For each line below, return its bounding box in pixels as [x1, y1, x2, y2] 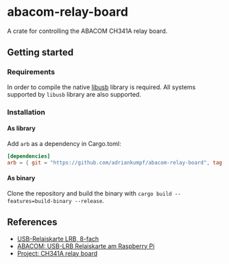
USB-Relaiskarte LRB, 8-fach [16, 235, 99, 243]
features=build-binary [7, 197, 72, 204]
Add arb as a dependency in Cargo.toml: [7, 139, 121, 147]
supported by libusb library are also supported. [7, 90, 142, 98]
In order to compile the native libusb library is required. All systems [7, 83, 196, 91]
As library [7, 124, 36, 132]
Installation [7, 107, 46, 117]
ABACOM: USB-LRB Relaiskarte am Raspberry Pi [16, 241, 155, 250]
